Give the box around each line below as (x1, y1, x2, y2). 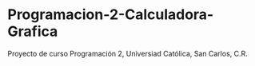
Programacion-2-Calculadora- (7, 6, 214, 24)
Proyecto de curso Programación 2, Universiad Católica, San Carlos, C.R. (7, 49, 249, 58)
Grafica (7, 22, 58, 41)
